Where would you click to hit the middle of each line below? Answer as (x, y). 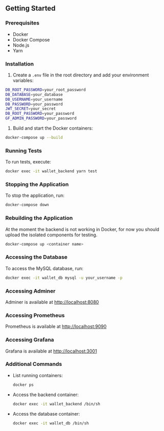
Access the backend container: (46, 395)
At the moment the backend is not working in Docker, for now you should (83, 229)
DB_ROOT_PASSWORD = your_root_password (46, 90)
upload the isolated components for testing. (51, 235)
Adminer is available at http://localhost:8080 (52, 302)
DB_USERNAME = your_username (34, 99)
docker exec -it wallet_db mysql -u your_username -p (64, 278)
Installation (20, 64)
